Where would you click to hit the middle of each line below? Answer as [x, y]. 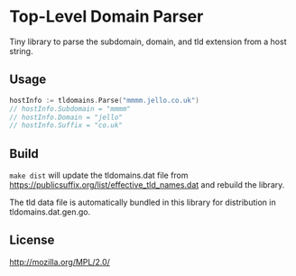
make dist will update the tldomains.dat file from [99, 175]
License [32, 240]
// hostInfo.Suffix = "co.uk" [66, 125]
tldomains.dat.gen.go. [50, 212]
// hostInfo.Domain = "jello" [66, 117]
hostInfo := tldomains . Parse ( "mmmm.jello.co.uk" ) [105, 100]
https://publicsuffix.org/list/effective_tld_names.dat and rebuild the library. [147, 185]
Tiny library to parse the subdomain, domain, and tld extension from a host [148, 41]
